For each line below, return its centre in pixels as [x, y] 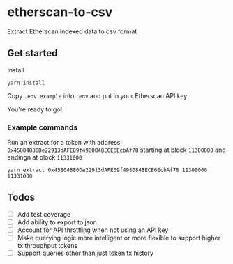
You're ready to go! [35, 109]
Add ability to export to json [57, 222]
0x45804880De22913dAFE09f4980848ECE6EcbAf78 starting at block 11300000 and [117, 150]
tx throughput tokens [47, 246]
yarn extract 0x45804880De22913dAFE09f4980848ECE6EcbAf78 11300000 [107, 170]
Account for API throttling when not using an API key [93, 230]
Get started [32, 53]
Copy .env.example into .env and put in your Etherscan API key [97, 95]
